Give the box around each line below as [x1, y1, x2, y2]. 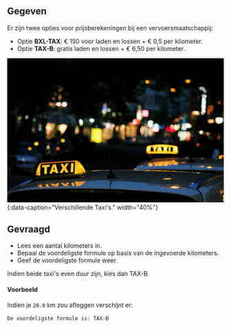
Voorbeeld [7, 285, 38, 293]
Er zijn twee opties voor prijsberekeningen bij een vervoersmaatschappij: [7, 23, 213, 32]
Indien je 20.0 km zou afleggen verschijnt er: [7, 301, 133, 309]
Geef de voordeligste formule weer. [16, 256, 118, 264]
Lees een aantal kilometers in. [16, 242, 102, 250]
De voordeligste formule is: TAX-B [7, 315, 109, 322]
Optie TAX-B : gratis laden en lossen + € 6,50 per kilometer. [16, 44, 186, 52]
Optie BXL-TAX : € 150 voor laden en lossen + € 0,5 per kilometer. [16, 37, 203, 45]
